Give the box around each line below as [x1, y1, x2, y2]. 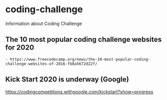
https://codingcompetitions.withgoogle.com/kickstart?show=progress [5, 88, 154, 95]
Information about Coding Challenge [5, 20, 82, 27]
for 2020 [5, 43, 34, 52]
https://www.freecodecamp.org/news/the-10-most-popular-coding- [10, 57, 151, 62]
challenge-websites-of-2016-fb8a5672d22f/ [5, 61, 98, 66]
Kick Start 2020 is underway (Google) [5, 75, 129, 84]
